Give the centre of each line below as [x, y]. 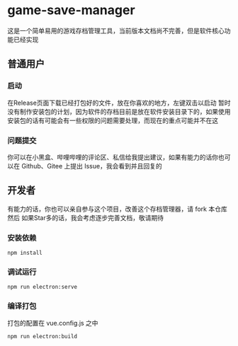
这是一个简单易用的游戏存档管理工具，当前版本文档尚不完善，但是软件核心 [116, 30]
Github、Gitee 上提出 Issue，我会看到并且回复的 [91, 166]
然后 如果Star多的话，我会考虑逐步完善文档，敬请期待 [86, 217]
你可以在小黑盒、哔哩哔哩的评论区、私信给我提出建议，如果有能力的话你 [113, 157]
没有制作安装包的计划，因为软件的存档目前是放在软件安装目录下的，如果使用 [119, 111]
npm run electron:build [42, 336]
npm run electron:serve [42, 287]
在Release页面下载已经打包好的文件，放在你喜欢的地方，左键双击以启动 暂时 [119, 103]
